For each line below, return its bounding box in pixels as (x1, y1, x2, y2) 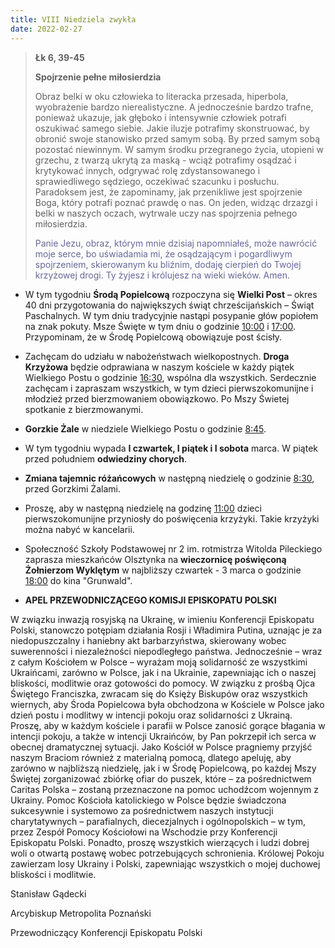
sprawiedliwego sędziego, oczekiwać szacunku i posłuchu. (34, 175, 280, 187)
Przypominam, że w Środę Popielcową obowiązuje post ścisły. (24, 331, 282, 343)
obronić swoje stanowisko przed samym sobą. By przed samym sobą (34, 132, 321, 145)
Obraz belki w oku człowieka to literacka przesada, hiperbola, (34, 90, 289, 102)
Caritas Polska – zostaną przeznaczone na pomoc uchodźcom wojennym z (10, 783, 319, 795)
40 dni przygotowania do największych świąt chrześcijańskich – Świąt (24, 299, 315, 311)
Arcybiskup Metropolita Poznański (10, 907, 152, 919)
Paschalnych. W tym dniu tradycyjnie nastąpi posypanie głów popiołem (24, 309, 319, 321)
